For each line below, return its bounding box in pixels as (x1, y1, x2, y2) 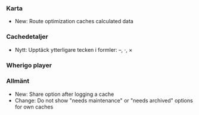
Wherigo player (6, 61, 52, 69)
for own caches (14, 103, 54, 110)
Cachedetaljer (6, 33, 49, 41)
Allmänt (6, 77, 30, 85)
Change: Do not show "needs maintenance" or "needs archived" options (14, 97, 194, 104)
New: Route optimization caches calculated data (14, 18, 134, 25)
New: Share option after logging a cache (14, 91, 114, 98)
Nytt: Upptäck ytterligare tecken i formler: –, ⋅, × (14, 46, 133, 53)
